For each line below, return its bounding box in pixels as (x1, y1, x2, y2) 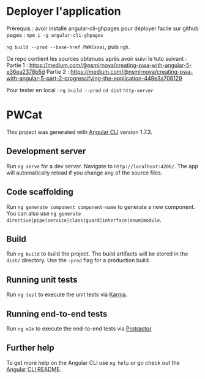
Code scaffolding (6, 187, 73, 197)
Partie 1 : (6, 61, 29, 69)
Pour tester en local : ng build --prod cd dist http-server (6, 86, 154, 93)
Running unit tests (6, 275, 78, 285)
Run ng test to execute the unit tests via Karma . (6, 291, 127, 299)
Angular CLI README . (6, 365, 62, 373)
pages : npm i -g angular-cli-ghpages (6, 31, 104, 38)
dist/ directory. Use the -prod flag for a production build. (6, 257, 151, 264)
